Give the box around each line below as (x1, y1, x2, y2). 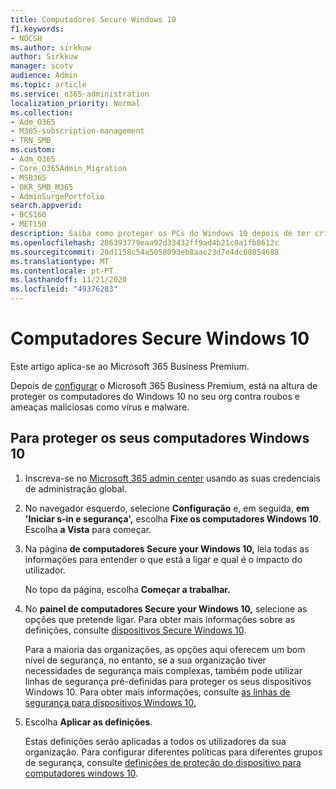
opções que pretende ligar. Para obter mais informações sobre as (24, 613, 296, 625)
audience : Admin (10, 71, 78, 81)
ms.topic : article (10, 80, 87, 90)
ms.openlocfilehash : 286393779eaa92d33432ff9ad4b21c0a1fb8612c (10, 237, 280, 248)
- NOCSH (10, 33, 43, 43)
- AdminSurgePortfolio (10, 191, 105, 201)
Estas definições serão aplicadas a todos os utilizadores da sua (24, 735, 287, 747)
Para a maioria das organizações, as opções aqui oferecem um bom (24, 643, 306, 655)
